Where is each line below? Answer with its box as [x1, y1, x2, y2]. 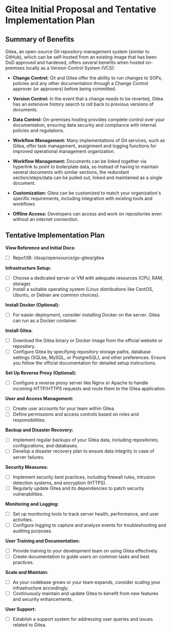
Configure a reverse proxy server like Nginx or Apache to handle [12, 380, 149, 386]
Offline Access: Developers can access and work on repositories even [12, 211, 162, 216]
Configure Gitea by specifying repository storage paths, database [12, 349, 151, 355]
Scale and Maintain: [5, 569, 48, 575]
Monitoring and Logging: [5, 501, 59, 507]
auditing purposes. [12, 527, 53, 534]
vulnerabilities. [12, 491, 44, 497]
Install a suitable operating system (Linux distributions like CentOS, [12, 286, 154, 292]
